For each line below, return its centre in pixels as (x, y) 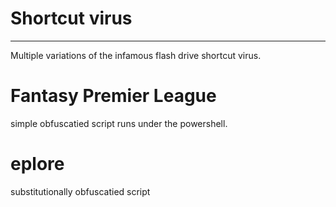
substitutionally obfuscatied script (80, 191)
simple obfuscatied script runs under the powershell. (119, 123)
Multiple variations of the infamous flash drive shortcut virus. (136, 55)
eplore (37, 164)
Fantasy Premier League (113, 96)
